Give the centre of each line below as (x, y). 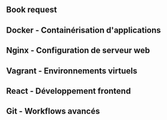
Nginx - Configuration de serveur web (78, 50)
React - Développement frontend (69, 91)
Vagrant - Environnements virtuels (72, 71)
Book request (32, 10)
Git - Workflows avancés (53, 111)
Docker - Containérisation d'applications (83, 30)
